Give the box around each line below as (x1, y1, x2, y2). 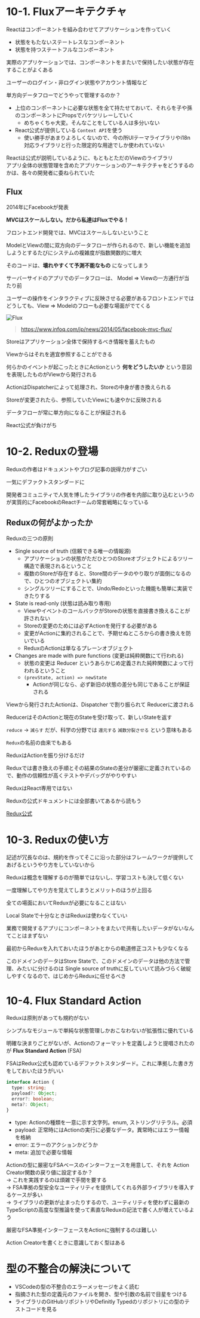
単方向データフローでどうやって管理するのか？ (6, 91, 121, 99)
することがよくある (6, 66, 54, 73)
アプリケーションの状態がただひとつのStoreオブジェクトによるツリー (23, 554, 193, 562)
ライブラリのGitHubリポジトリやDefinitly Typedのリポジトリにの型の (14, 1298, 185, 1305)
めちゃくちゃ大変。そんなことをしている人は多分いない (23, 119, 160, 126)
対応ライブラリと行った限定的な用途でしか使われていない (23, 141, 165, 149)
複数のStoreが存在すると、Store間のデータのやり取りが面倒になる (23, 569, 186, 577)
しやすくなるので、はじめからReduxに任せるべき (6, 973, 127, 980)
